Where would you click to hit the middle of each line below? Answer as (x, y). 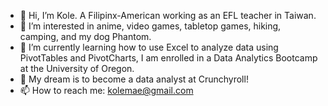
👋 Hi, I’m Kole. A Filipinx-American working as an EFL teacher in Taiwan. (168, 15)
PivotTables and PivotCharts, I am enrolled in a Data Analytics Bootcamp (168, 58)
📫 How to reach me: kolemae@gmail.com (106, 90)
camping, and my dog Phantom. (85, 36)
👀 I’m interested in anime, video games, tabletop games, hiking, (150, 26)
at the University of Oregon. (77, 68)
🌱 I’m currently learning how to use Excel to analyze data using (149, 47)
